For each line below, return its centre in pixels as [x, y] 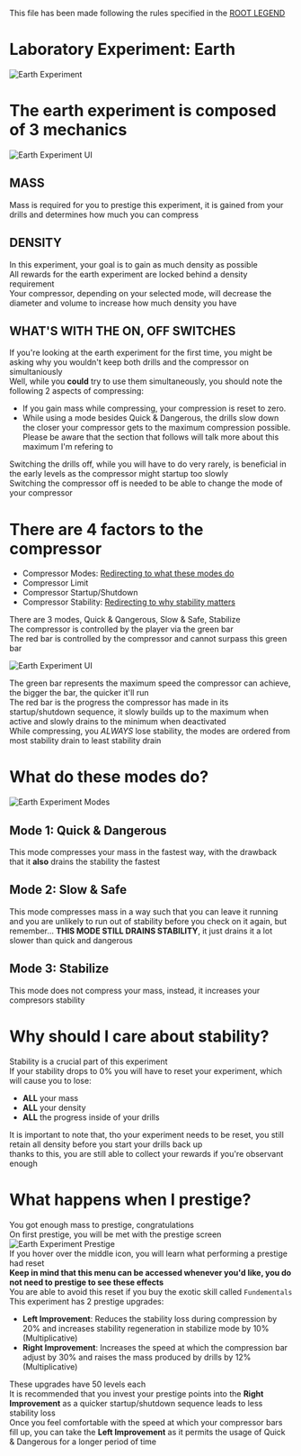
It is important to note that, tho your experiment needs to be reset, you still [147, 1134]
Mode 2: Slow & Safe [68, 890]
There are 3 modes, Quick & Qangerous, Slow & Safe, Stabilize [125, 620]
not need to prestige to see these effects [87, 1282]
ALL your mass [50, 1097]
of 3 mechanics [68, 130]
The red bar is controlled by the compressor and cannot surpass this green [148, 639]
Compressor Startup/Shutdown [80, 593]
